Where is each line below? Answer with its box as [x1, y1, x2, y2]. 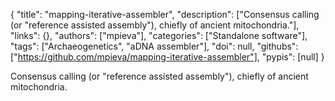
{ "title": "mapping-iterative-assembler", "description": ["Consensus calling [10, 9, 320, 20]
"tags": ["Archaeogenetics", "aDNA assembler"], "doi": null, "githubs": [10, 40, 299, 52]
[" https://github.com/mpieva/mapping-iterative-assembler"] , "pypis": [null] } [10, 51, 325, 63]
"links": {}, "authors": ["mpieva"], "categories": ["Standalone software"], [10, 30, 308, 41]
